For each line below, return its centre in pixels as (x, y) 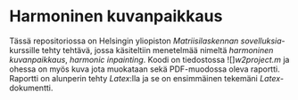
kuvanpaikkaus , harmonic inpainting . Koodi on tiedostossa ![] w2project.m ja (149, 59)
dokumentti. (31, 88)
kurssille (25, 50)
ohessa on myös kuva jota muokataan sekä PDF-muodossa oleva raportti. (145, 69)
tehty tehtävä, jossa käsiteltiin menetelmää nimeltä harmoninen (157, 50)
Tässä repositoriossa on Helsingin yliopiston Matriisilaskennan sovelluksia (146, 41)
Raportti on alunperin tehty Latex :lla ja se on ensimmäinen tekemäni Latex (145, 78)
